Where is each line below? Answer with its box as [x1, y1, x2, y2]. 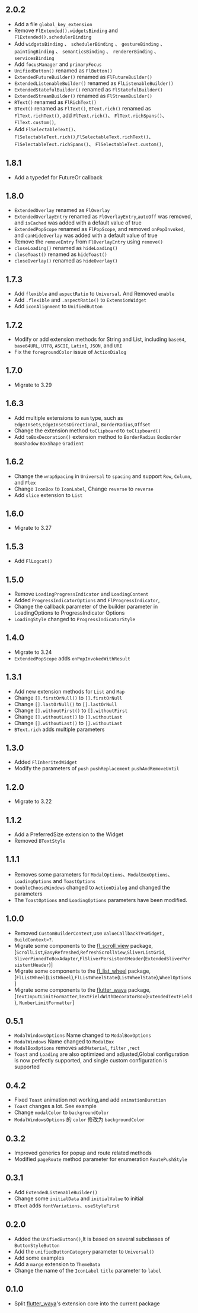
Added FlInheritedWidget [14, 758, 78, 765]
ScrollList [16, 950, 43, 956]
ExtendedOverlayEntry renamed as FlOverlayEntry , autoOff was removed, [14, 213, 193, 220]
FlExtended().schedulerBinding [14, 34, 92, 40]
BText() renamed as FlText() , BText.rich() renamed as [14, 105, 151, 112]
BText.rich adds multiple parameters [14, 726, 105, 733]
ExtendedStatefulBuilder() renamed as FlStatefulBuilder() [14, 86, 164, 93]
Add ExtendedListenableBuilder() [14, 1188, 98, 1195]
